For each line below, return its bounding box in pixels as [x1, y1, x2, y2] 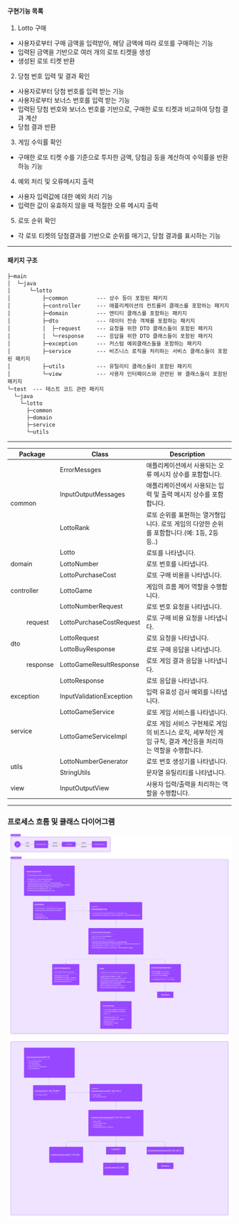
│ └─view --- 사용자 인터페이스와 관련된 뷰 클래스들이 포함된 [7, 371, 228, 378]
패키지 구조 [7, 255, 38, 264]
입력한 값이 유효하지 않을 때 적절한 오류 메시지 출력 [17, 201, 159, 210]
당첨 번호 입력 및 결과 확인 [17, 72, 90, 81]
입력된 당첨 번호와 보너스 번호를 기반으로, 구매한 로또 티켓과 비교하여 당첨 [17, 105, 221, 113]
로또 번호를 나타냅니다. [146, 560, 209, 568]
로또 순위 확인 [17, 216, 56, 225]
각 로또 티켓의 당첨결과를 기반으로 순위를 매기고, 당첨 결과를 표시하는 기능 [17, 232, 221, 240]
